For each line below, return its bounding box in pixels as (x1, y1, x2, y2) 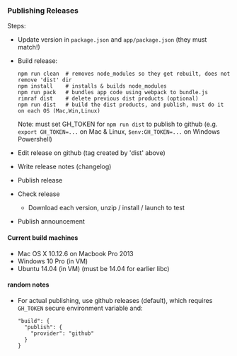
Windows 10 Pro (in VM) (17, 257, 88, 265)
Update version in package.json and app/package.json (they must (17, 35, 207, 44)
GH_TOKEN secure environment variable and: (17, 304, 143, 312)
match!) (17, 43, 40, 52)
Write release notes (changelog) (17, 162, 112, 171)
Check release (17, 190, 60, 198)
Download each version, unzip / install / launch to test (28, 204, 185, 212)
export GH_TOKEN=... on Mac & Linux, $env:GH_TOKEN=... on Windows (17, 127, 221, 136)
